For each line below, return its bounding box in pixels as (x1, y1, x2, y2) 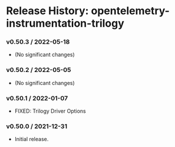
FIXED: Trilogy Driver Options (14, 107, 87, 115)
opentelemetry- (91, 4, 170, 18)
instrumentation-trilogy (6, 17, 125, 30)
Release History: (6, 4, 89, 18)
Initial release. (14, 136, 49, 143)
